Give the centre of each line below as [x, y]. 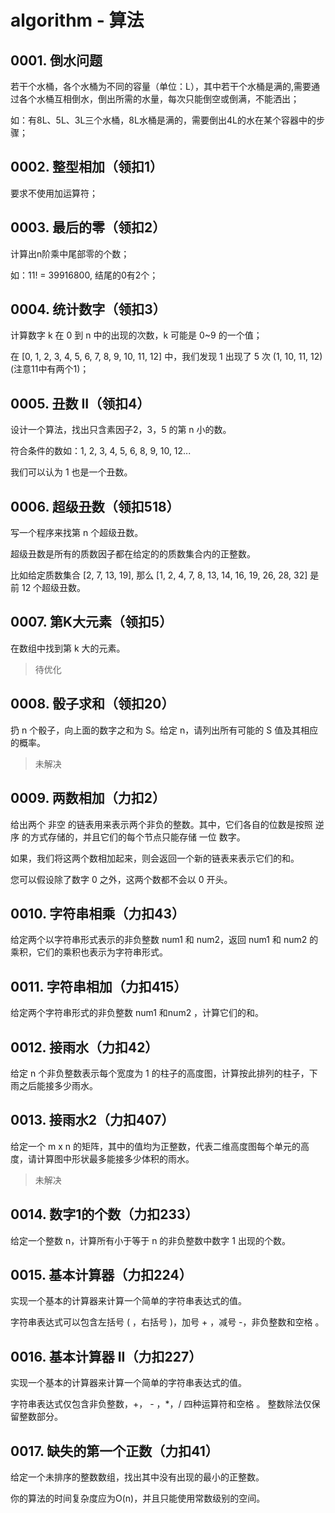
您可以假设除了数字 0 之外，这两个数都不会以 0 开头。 [121, 879]
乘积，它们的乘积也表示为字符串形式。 [89, 952]
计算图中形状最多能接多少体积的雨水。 [115, 1158]
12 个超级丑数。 [54, 588]
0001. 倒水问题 [56, 60]
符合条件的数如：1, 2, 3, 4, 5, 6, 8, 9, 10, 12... [101, 451]
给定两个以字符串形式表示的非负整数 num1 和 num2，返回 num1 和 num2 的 [164, 940]
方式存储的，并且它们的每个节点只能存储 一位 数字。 [137, 837]
